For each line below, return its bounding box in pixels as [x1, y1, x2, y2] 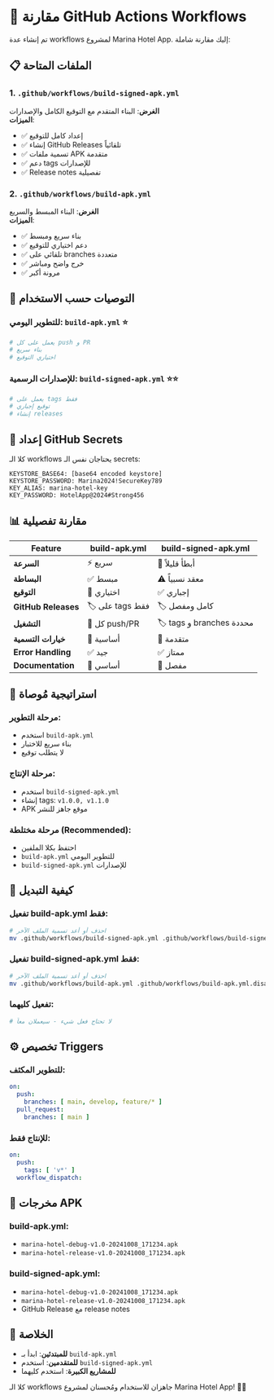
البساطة [13, 573, 41, 584]
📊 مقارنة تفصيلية [9, 514, 88, 528]
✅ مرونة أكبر [20, 267, 60, 277]
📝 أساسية [87, 633, 120, 645]
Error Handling [13, 646, 72, 658]
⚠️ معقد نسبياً [157, 573, 204, 584]
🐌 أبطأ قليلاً [157, 558, 195, 570]
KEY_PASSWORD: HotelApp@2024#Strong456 [9, 491, 145, 500]
